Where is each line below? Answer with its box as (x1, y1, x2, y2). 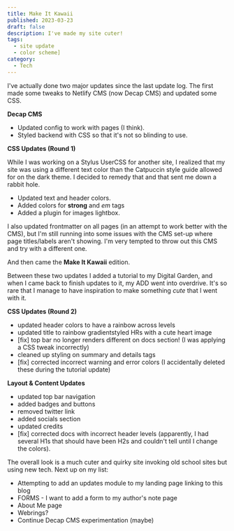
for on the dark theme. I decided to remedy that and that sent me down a (7, 173, 217, 181)
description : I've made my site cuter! (7, 29, 124, 37)
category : (7, 56, 36, 63)
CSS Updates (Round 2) (7, 307, 78, 315)
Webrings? (17, 508, 49, 517)
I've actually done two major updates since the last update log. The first (7, 81, 214, 89)
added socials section (17, 414, 81, 423)
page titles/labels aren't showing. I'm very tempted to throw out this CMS (7, 237, 218, 245)
